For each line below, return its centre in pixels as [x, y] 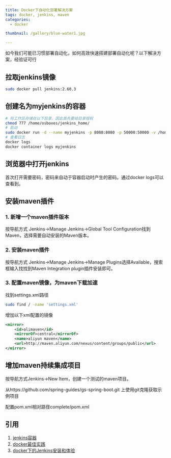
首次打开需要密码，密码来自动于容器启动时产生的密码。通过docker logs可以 [84, 177]
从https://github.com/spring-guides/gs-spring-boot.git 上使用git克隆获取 [81, 389]
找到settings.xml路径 [27, 295]
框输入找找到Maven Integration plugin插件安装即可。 [60, 268]
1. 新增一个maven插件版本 [37, 217]
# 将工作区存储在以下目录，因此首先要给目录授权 [49, 118]
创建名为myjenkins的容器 [46, 106]
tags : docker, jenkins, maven [37, 15]
